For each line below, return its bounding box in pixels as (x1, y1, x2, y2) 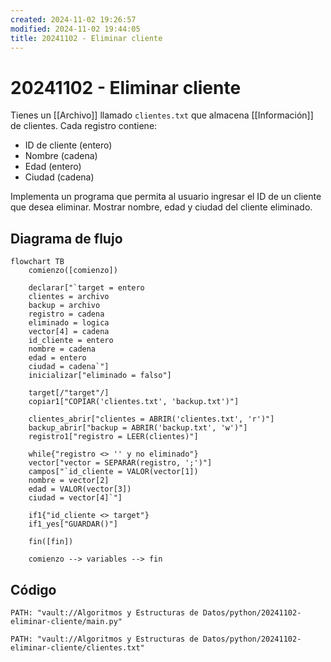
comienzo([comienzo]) (28, 266, 118, 276)
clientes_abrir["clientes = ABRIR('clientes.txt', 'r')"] (28, 414, 275, 425)
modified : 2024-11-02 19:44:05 (10, 24, 141, 34)
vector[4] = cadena (28, 327, 110, 337)
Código (10, 581, 57, 598)
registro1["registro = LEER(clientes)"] (28, 432, 199, 442)
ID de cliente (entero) (24, 139, 113, 151)
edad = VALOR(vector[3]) (28, 484, 132, 495)
